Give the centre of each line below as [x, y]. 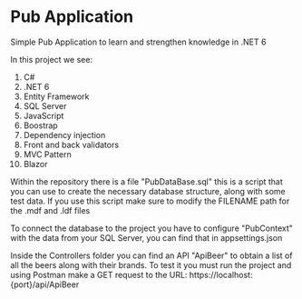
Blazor [35, 164]
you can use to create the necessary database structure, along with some [148, 191]
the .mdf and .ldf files [50, 210]
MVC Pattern [47, 154]
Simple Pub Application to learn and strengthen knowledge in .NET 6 [138, 42]
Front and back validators [71, 145]
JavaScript [44, 115]
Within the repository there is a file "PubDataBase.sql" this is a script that [147, 181]
